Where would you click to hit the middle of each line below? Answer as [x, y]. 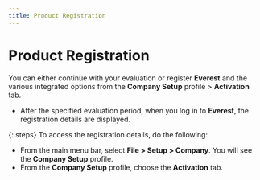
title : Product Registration [57, 16]
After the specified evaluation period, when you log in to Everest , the [134, 110]
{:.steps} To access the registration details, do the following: [108, 134]
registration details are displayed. [75, 119]
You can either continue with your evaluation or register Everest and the [128, 78]
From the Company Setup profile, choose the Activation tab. [121, 167]
